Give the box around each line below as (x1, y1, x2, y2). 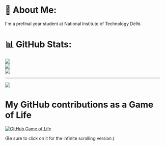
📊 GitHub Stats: (5, 39, 72, 50)
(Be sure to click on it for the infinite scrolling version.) (5, 135, 115, 141)
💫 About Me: (5, 4, 57, 16)
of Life (5, 110, 32, 121)
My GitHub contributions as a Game (5, 99, 154, 110)
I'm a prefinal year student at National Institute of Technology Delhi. (5, 21, 142, 27)
